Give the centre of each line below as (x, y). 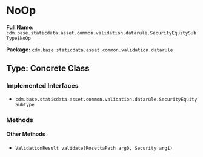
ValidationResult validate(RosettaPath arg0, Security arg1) (94, 148)
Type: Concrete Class (48, 69)
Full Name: (20, 27)
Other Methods (26, 134)
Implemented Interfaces (42, 86)
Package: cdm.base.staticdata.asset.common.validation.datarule (90, 50)
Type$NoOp (19, 38)
